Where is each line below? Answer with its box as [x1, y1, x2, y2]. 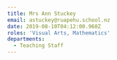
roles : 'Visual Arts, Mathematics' [7, 29, 111, 37]
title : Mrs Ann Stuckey [7, 10, 77, 17]
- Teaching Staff [13, 42, 64, 49]
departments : [7, 36, 45, 43]
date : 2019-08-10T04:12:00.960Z [7, 23, 101, 30]
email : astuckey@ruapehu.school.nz [7, 17, 111, 23]
